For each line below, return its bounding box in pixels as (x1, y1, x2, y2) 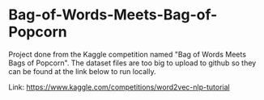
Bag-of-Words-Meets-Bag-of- (8, 6, 218, 24)
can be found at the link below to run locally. (8, 66, 156, 76)
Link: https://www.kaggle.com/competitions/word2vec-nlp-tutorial (8, 82, 230, 92)
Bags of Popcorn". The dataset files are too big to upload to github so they (8, 58, 257, 68)
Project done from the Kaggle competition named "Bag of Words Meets (8, 49, 247, 59)
